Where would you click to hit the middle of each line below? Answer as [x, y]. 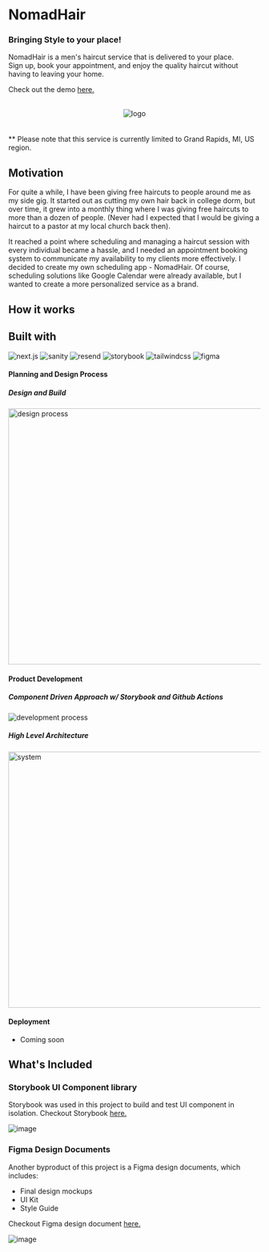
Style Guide [39, 1208]
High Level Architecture [49, 736]
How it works [42, 309]
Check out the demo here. [51, 90]
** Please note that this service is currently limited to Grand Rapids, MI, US [131, 139]
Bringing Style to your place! [65, 40]
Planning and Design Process [58, 375]
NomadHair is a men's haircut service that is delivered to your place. [121, 57]
